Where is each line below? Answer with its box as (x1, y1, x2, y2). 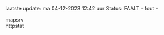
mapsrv (5, 16, 24, 23)
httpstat (5, 23, 25, 29)
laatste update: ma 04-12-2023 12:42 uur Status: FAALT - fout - (5, 5, 159, 12)
